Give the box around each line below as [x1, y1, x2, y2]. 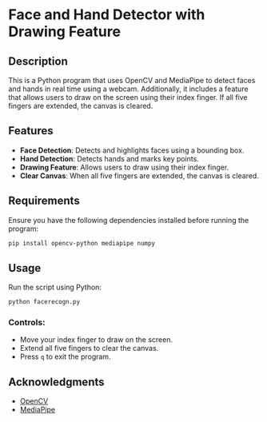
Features [8, 124, 54, 137]
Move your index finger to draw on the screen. [19, 335, 173, 344]
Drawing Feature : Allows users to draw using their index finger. [19, 162, 229, 172]
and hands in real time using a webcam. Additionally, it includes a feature [8, 84, 249, 94]
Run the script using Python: [8, 282, 102, 293]
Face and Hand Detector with [8, 6, 205, 24]
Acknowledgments [8, 375, 106, 388]
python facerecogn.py [8, 298, 81, 306]
